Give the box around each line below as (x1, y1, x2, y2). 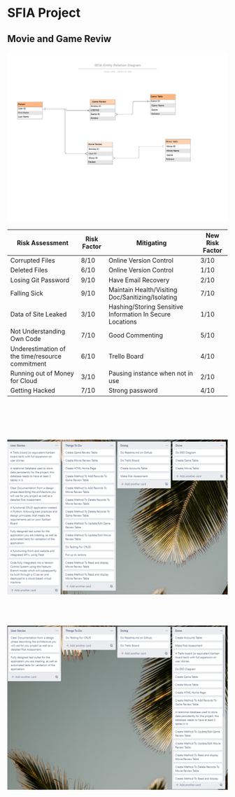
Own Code (10, 335, 41, 343)
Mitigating (136, 238, 167, 247)
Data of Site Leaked (10, 310, 67, 319)
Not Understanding (10, 327, 65, 335)
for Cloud (10, 376, 38, 384)
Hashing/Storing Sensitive (108, 303, 184, 311)
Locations (108, 317, 138, 326)
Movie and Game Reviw (7, 33, 112, 45)
